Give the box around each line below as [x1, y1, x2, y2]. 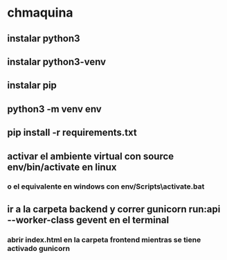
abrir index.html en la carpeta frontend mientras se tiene [7, 234, 201, 244]
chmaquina [7, 5, 74, 21]
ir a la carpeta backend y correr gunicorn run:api [7, 203, 221, 215]
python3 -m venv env [7, 103, 102, 115]
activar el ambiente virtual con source [7, 150, 174, 162]
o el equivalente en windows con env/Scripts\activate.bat [7, 182, 205, 191]
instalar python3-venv [7, 55, 106, 67]
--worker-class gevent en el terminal [7, 214, 170, 226]
